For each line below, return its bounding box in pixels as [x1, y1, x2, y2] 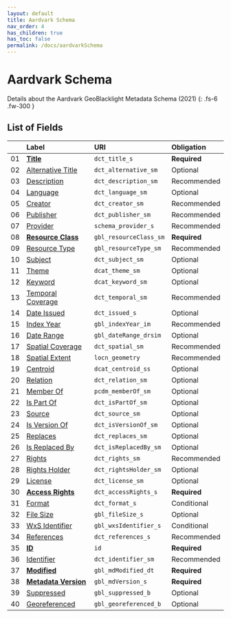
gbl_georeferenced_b [93, 600, 162, 608]
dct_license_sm [93, 477, 144, 484]
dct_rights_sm [93, 454, 140, 462]
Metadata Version [26, 577, 87, 586]
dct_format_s [93, 499, 137, 507]
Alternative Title [26, 165, 78, 174]
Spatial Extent [26, 353, 71, 362]
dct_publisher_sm [93, 211, 151, 218]
